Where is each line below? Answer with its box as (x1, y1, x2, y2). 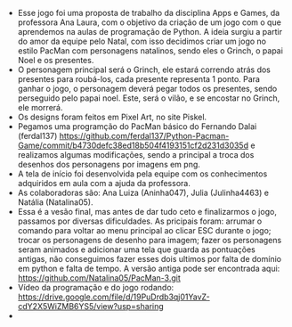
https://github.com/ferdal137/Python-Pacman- (59, 131, 230, 141)
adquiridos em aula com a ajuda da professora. (17, 178, 191, 188)
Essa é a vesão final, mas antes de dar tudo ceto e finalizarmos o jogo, (17, 207, 278, 217)
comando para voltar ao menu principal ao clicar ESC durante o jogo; (17, 225, 272, 235)
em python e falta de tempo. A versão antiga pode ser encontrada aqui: (17, 263, 280, 274)
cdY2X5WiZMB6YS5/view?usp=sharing (17, 301, 165, 311)
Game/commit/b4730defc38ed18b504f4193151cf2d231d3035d (17, 140, 249, 151)
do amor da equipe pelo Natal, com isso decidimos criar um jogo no (17, 36, 267, 46)
